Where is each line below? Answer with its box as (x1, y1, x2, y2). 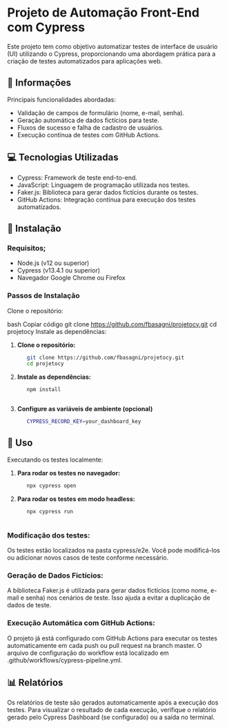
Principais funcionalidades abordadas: (7, 95, 116, 104)
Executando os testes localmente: (7, 455, 103, 464)
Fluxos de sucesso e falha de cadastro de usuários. (17, 123, 164, 132)
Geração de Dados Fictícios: (7, 571, 103, 580)
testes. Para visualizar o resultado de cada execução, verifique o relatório (7, 706, 217, 714)
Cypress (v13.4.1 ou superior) (17, 266, 101, 275)
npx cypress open (26, 482, 77, 489)
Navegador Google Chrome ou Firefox (17, 274, 126, 282)
